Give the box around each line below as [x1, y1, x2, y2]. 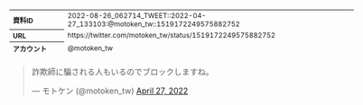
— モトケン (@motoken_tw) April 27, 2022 [31, 85, 189, 96]
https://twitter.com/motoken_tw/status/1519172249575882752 [67, 31, 276, 40]
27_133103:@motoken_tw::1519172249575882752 [67, 19, 241, 29]
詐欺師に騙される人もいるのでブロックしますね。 [31, 66, 214, 77]
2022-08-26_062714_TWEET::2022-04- [67, 11, 207, 20]
